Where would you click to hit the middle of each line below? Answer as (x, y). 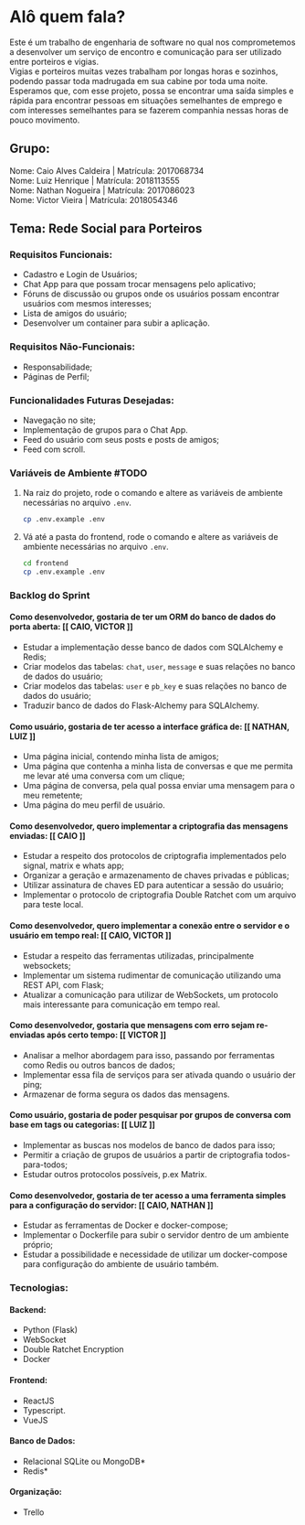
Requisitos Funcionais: (61, 255)
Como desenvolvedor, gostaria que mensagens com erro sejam (132, 1026)
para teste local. (53, 905)
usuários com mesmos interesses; (87, 304)
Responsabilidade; (58, 367)
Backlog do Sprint (50, 595)
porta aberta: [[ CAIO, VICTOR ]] (72, 627)
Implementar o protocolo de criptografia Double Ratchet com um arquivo (159, 895)
